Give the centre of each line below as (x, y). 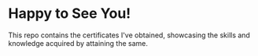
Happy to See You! (70, 14)
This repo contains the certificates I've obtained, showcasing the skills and (129, 35)
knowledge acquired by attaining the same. (78, 43)
